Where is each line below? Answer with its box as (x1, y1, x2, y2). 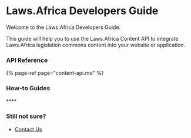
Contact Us (14, 126, 42, 133)
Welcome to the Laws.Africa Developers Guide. (6, 24, 121, 31)
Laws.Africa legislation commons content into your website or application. (6, 41, 186, 48)
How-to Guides (6, 84, 51, 93)
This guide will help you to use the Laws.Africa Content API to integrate (6, 35, 179, 42)
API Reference (6, 56, 48, 64)
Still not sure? (6, 112, 46, 120)
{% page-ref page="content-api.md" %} (6, 70, 104, 77)
